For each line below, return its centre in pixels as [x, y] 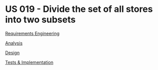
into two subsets [40, 20]
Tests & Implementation [29, 62]
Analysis [14, 43]
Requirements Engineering [32, 33]
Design [12, 53]
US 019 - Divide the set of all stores [79, 9]
